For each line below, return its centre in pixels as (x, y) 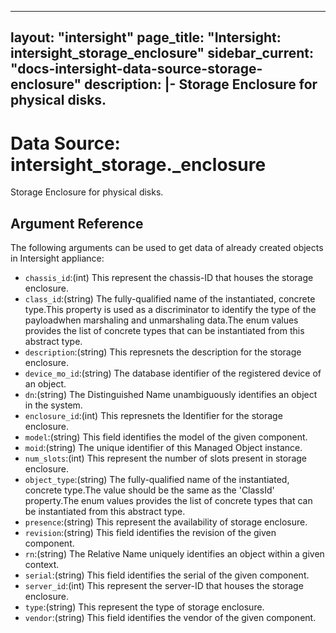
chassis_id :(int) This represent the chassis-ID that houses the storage (169, 278)
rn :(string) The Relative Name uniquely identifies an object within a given (174, 554)
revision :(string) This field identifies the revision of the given (150, 533)
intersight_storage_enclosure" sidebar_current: (162, 53)
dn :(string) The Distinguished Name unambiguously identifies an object (171, 395)
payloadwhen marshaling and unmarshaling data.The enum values (161, 320)
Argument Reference (77, 223)
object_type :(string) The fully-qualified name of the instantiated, (157, 480)
